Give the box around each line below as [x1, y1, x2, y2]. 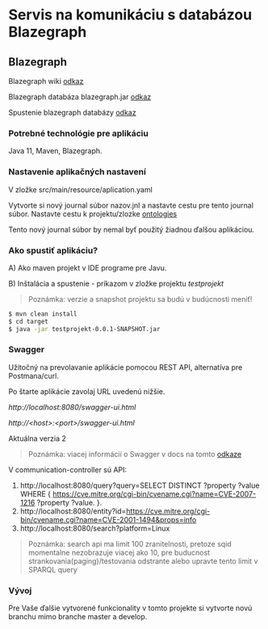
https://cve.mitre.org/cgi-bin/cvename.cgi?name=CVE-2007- [52, 489, 257, 498]
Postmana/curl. [8, 371, 59, 380]
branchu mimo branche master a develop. [8, 612, 148, 622]
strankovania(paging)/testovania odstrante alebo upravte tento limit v [27, 556, 258, 566]
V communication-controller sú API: [8, 464, 128, 474]
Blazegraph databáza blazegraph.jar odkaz [8, 92, 152, 102]
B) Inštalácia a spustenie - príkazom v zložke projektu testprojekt [8, 279, 224, 288]
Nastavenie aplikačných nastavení [8, 166, 147, 178]
